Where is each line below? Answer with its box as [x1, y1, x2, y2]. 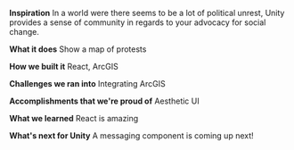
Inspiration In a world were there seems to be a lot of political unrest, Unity [9, 8, 285, 18]
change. [9, 27, 40, 37]
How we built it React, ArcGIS [9, 62, 118, 71]
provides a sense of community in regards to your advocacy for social [9, 17, 266, 28]
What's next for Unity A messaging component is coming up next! [9, 130, 254, 141]
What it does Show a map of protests [9, 44, 147, 54]
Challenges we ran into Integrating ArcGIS [9, 79, 167, 88]
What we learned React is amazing [9, 113, 139, 123]
